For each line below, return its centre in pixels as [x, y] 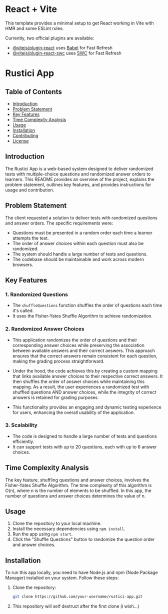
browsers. [23, 264]
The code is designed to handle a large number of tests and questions [85, 436]
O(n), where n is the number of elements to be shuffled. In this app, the [78, 490]
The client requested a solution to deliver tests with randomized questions [81, 217]
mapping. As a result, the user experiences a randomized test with [81, 386]
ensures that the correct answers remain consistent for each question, [85, 355]
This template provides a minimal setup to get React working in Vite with [79, 23]
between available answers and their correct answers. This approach [83, 350]
